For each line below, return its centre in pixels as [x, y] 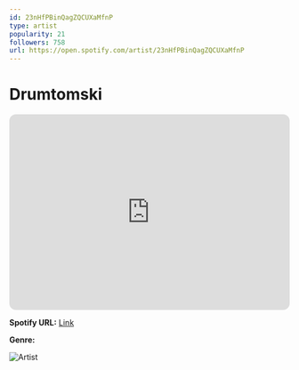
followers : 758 [37, 42]
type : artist [33, 26]
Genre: [22, 340]
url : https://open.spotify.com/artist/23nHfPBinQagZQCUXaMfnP [127, 51]
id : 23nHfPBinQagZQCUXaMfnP [61, 17]
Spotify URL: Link [42, 323]
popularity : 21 [37, 34]
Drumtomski [56, 95]
